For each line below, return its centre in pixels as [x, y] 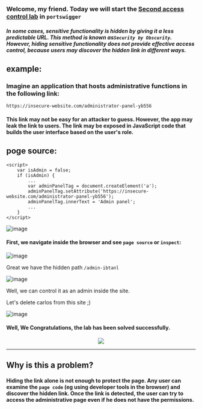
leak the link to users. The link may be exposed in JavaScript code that [96, 126]
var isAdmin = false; [44, 170]
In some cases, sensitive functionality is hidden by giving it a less [90, 31]
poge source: [32, 151]
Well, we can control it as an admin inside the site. [68, 291]
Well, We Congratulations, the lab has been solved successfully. [88, 328]
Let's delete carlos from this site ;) [49, 302]
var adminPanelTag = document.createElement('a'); [93, 186]
